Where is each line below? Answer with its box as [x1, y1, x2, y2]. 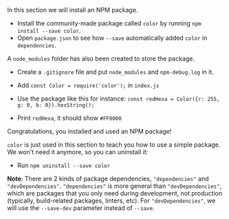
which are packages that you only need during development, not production [7, 189, 222, 197]
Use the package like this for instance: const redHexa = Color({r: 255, [17, 94, 220, 103]
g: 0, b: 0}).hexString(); [17, 102, 95, 109]
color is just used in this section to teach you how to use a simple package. [7, 140, 221, 149]
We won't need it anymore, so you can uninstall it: [7, 148, 149, 156]
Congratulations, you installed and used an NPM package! [7, 127, 172, 135]
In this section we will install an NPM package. [7, 6, 138, 14]
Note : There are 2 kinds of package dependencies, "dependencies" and [7, 175, 209, 182]
